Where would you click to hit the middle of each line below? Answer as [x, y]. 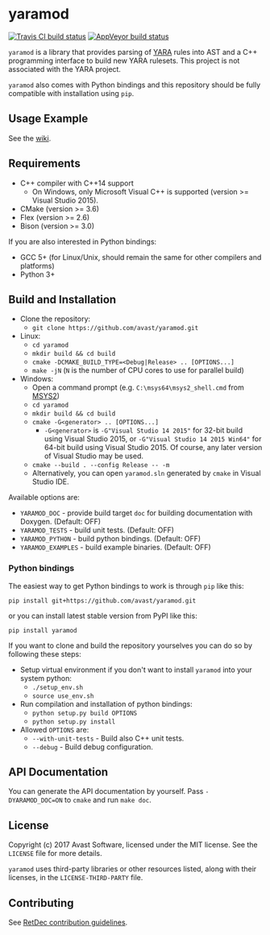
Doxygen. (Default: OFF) [60, 522]
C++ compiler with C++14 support [77, 183]
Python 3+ [37, 274]
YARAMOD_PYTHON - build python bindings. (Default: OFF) [110, 539]
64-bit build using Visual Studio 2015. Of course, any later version [153, 448]
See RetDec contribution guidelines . [68, 922]
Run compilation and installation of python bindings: [106, 703]
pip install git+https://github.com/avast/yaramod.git [102, 601]
